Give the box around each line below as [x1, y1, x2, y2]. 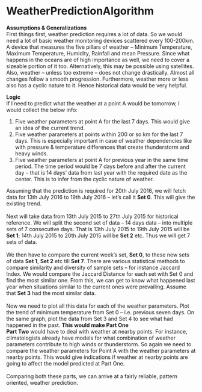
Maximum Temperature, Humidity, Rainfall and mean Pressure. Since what [6, 49, 190, 57]
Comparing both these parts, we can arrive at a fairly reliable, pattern [6, 372, 178, 380]
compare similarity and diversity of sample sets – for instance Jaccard [6, 264, 180, 271]
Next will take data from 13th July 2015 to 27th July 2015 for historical [6, 213, 179, 220]
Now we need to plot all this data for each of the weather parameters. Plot [6, 302, 189, 310]
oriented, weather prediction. [6, 379, 78, 386]
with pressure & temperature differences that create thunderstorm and [14, 143, 189, 151]
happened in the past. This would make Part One [6, 321, 129, 329]
